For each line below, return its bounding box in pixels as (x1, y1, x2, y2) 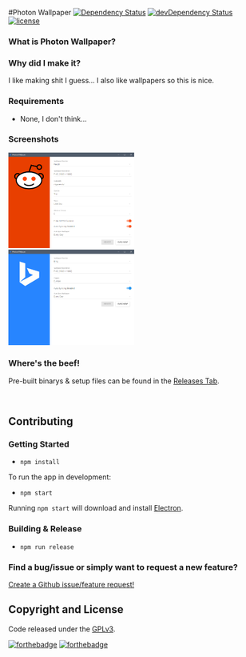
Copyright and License (8, 603, 124, 616)
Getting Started (8, 439, 69, 450)
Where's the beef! (8, 358, 80, 369)
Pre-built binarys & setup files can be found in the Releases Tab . (8, 376, 220, 386)
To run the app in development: (8, 472, 112, 482)
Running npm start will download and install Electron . (8, 503, 184, 513)
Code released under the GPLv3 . (8, 624, 116, 634)
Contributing (8, 415, 73, 428)
